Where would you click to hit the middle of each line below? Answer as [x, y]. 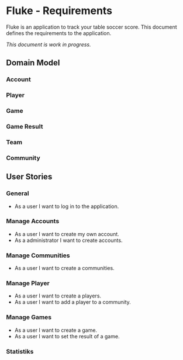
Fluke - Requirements [59, 11]
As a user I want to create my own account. [67, 234]
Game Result [25, 127]
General [18, 193]
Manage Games [29, 317]
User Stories [29, 177]
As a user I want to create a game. [56, 330]
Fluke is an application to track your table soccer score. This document [91, 27]
